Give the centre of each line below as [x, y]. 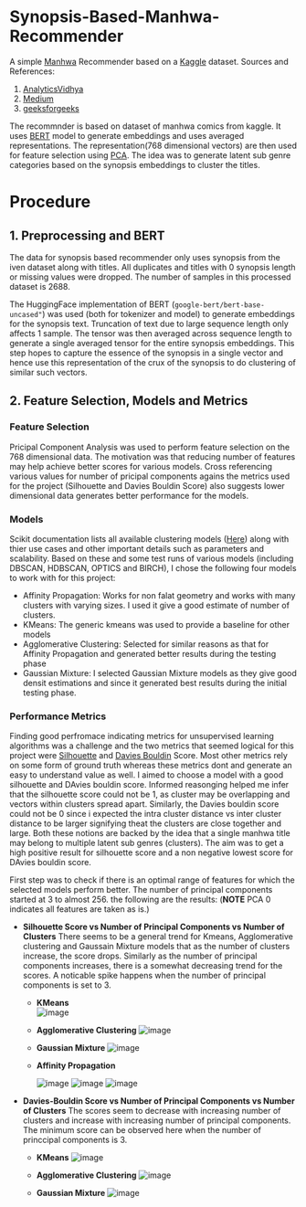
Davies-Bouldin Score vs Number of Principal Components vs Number [158, 1101]
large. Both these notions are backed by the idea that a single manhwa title [150, 833]
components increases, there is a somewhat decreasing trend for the [153, 966]
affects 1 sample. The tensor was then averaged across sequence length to [151, 333]
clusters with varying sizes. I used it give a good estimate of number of [156, 605]
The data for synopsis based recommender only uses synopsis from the [145, 257]
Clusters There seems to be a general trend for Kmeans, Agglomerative [158, 937]
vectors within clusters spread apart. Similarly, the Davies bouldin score [144, 804]
